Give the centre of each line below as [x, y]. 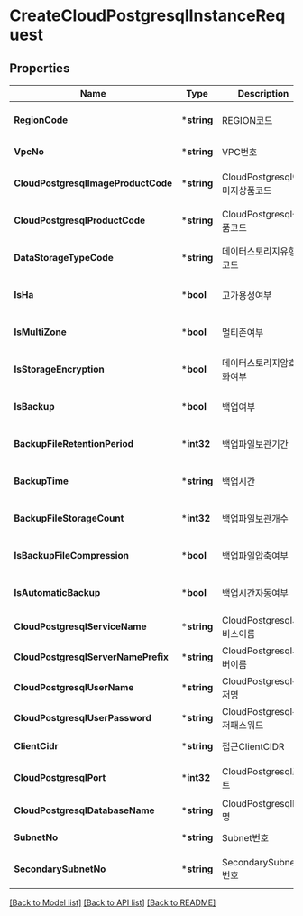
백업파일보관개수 [255, 518]
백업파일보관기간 [255, 444]
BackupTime [41, 481]
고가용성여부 [247, 296]
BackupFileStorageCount [69, 518]
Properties [40, 68]
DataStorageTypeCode [64, 258]
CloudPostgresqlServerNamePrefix [92, 657]
